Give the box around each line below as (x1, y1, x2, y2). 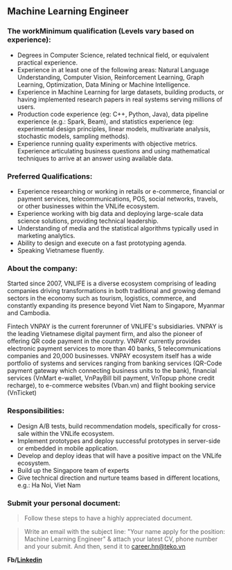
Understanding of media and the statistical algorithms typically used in (17, 224, 220, 232)
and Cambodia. (7, 309, 51, 317)
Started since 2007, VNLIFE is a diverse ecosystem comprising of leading (7, 279, 217, 287)
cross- (202, 421, 222, 430)
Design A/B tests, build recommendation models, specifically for (17, 421, 201, 430)
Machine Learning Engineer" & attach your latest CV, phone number (24, 535, 218, 543)
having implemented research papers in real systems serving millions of (17, 95, 223, 103)
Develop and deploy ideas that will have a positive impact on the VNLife (17, 451, 222, 460)
